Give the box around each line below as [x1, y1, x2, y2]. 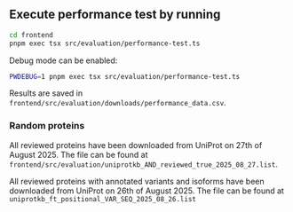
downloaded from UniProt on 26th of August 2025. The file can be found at [9, 185, 284, 196]
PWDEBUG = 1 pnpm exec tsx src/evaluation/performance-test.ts [9, 72, 241, 81]
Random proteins [9, 120, 85, 132]
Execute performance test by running [9, 7, 221, 22]
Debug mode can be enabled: [9, 55, 118, 66]
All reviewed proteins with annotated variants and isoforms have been [9, 176, 265, 186]
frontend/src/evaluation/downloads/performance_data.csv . [9, 98, 226, 108]
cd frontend [9, 30, 53, 39]
